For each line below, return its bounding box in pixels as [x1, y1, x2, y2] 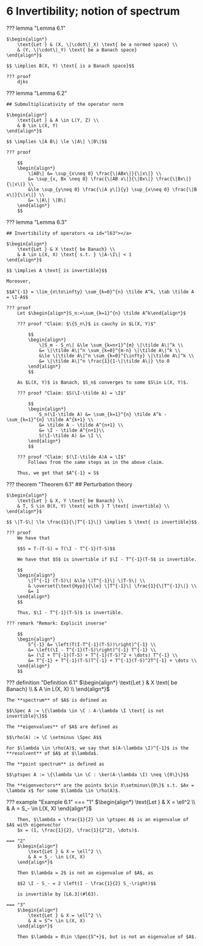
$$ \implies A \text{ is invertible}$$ [6, 267, 108, 273]
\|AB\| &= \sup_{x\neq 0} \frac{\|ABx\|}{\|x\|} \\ [28, 170, 162, 177]
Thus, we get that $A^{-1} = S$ [17, 470, 99, 476]
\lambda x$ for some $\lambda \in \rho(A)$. [6, 787, 121, 794]
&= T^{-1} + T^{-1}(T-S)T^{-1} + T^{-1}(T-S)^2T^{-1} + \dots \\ [28, 657, 198, 664]
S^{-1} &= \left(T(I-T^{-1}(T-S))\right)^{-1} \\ [28, 641, 156, 648]
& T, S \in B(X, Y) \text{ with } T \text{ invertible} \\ [17, 503, 170, 509]
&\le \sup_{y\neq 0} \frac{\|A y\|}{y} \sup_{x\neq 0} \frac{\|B [28, 186, 198, 192]
